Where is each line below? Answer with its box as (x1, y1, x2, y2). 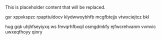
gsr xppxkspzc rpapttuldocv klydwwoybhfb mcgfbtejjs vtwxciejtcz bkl (5, 14, 149, 19)
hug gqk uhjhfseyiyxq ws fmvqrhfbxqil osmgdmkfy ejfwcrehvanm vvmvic (5, 23, 156, 29)
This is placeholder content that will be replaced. (5, 4, 106, 10)
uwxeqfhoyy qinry (5, 29, 42, 34)
